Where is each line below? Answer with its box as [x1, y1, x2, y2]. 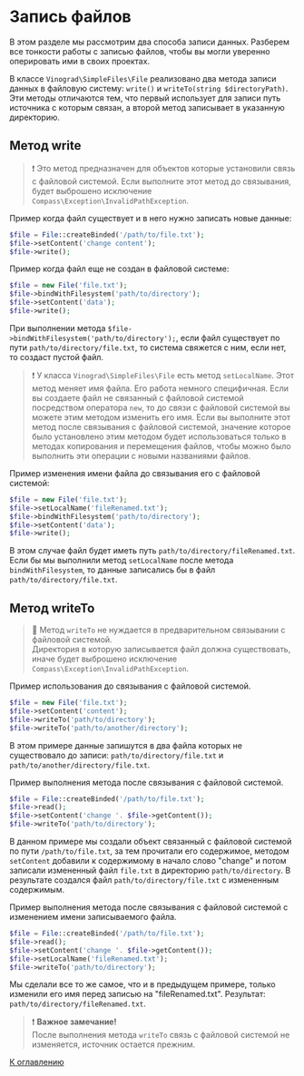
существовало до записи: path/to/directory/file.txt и [9, 749, 224, 760]
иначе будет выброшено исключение [31, 653, 178, 664]
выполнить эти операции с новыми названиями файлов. [31, 450, 251, 461]
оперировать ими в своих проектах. [9, 55, 151, 66]
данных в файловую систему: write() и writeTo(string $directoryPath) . [9, 83, 289, 93]
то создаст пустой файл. [9, 351, 104, 362]
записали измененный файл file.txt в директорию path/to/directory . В [9, 865, 291, 876]
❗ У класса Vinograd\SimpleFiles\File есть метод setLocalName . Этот [31, 369, 295, 380]
